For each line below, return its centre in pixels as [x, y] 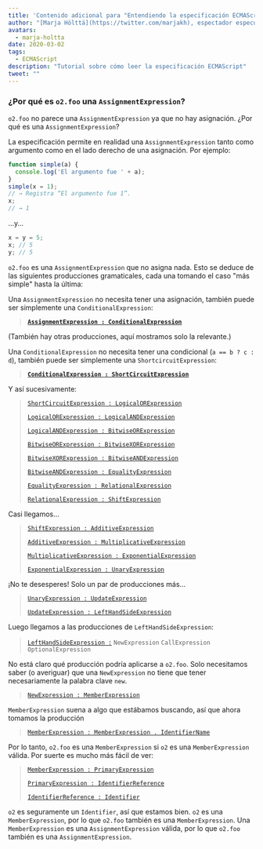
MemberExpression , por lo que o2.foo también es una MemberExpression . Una [129, 820]
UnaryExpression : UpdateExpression [87, 598]
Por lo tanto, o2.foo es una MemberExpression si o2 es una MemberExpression [129, 747]
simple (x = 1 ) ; [33, 186]
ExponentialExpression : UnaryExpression [95, 570]
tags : [17, 52]
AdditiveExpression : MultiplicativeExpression [106, 542]
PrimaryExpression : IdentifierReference [95, 783]
